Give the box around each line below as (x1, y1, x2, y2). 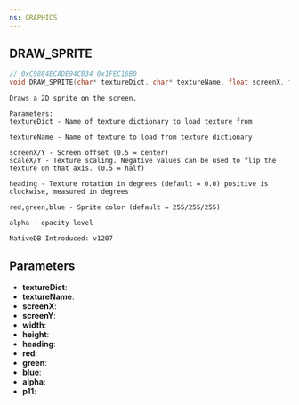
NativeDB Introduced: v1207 (9, 234, 114, 243)
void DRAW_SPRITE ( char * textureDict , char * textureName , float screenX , (9, 77, 285, 87)
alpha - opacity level (9, 219, 93, 228)
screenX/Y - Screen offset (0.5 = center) (9, 149, 169, 158)
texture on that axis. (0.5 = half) (9, 164, 145, 174)
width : (21, 320, 47, 330)
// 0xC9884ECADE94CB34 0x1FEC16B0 (9, 69, 138, 78)
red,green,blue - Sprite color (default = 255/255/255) (9, 203, 221, 212)
